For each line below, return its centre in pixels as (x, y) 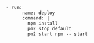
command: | (36, 18)
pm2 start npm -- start (58, 34)
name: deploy (38, 13)
